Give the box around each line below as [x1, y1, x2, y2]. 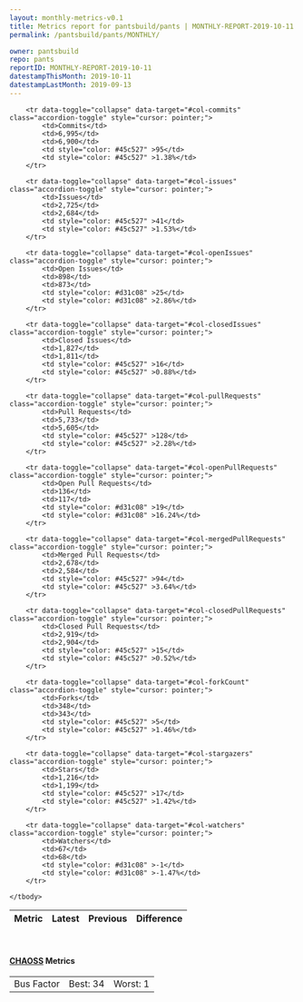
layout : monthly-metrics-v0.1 [9, 13, 124, 23]
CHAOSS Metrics [9, 956, 75, 967]
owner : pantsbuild [9, 46, 79, 55]
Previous [88, 912, 128, 925]
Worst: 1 [112, 977, 150, 990]
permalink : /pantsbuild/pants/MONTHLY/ [9, 30, 161, 39]
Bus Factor [14, 977, 61, 990]
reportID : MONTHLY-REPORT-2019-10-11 [9, 64, 152, 73]
